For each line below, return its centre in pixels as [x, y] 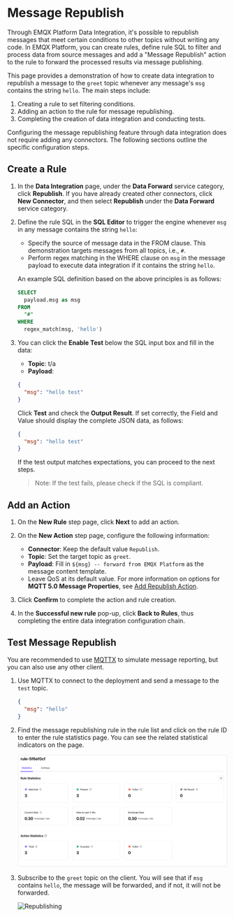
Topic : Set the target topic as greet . [79, 557]
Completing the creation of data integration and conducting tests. [111, 119]
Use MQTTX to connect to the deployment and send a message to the [118, 681]
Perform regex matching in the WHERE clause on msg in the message [126, 257]
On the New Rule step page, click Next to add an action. [98, 522]
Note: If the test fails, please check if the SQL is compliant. [119, 483]
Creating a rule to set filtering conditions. [76, 104]
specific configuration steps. [48, 147]
